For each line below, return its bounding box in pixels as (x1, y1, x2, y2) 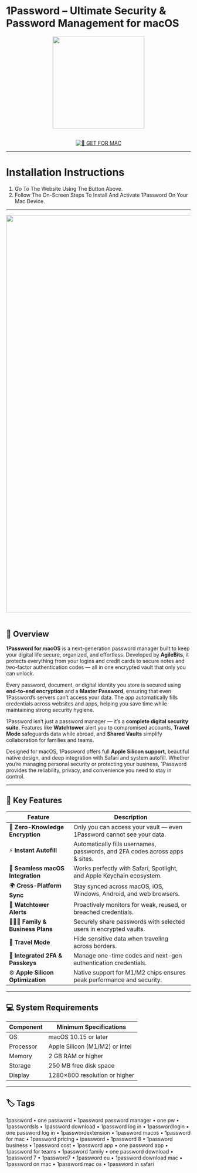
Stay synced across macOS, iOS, (73, 882, 164, 890)
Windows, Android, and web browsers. (73, 890, 180, 897)
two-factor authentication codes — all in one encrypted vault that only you (6, 664, 186, 671)
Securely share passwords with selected (73, 917, 185, 926)
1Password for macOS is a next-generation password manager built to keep (6, 645, 190, 652)
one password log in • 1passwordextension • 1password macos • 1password (6, 1129, 191, 1136)
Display (9, 1071, 30, 1079)
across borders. (73, 942, 117, 950)
